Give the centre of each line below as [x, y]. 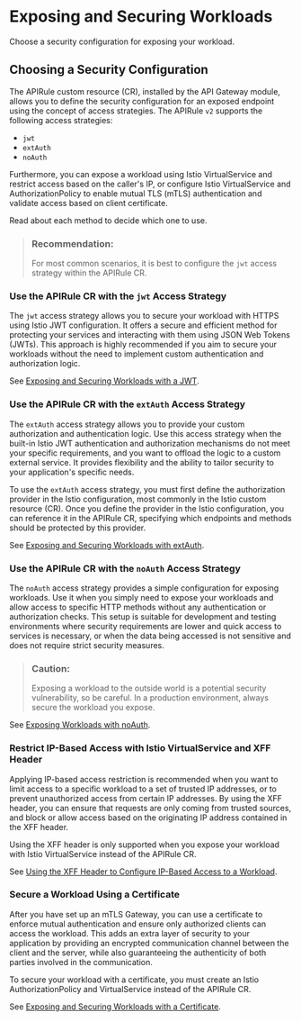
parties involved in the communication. [81, 962]
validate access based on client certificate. [89, 203]
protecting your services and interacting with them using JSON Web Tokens [150, 335]
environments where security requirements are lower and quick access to [146, 626]
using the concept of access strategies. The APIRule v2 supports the [136, 111]
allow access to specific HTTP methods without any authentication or [138, 607]
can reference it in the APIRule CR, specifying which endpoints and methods [150, 518]
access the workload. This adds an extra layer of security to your [129, 933]
